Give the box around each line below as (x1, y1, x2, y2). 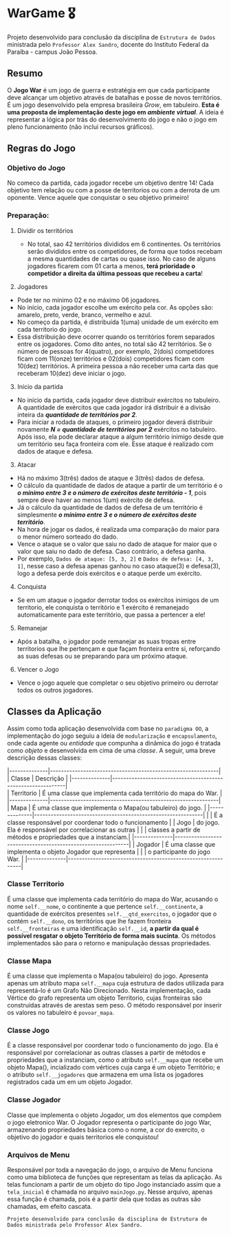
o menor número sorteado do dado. (16, 532, 118, 541)
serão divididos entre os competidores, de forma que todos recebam (27, 247, 223, 255)
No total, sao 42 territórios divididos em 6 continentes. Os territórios (27, 239, 221, 248)
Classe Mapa (7, 956, 52, 965)
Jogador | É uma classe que (136, 840, 215, 848)
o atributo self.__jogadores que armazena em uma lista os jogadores (7, 1070, 204, 1079)
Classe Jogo (7, 1025, 49, 1035)
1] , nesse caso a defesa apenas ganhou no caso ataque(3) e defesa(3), (16, 561, 221, 570)
